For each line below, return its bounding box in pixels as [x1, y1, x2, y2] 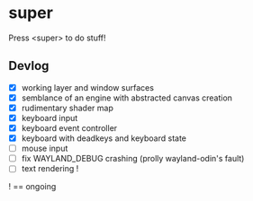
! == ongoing [8, 181, 57, 192]
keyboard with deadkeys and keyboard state [21, 133, 186, 144]
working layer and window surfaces [21, 82, 155, 92]
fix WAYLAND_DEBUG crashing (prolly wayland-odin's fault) [21, 153, 245, 164]
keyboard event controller [21, 123, 118, 133]
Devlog [8, 58, 50, 74]
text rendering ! [21, 163, 79, 174]
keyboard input [21, 112, 78, 123]
